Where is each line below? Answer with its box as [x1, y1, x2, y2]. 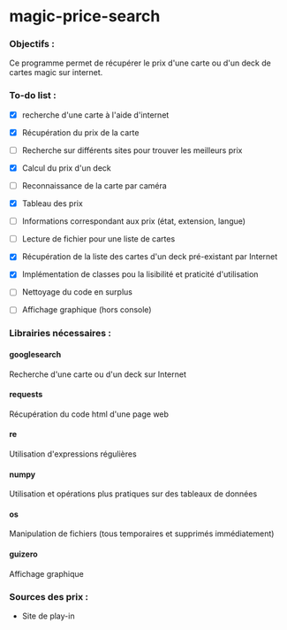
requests [9, 389, 43, 400]
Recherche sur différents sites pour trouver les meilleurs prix [21, 144, 243, 156]
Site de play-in [21, 611, 75, 621]
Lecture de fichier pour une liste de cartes [21, 234, 176, 244]
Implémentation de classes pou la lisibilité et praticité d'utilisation [21, 269, 259, 280]
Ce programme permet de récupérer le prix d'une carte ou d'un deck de [9, 58, 271, 68]
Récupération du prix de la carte [21, 127, 140, 138]
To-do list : [9, 89, 57, 102]
